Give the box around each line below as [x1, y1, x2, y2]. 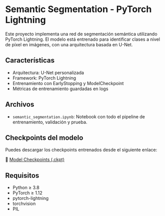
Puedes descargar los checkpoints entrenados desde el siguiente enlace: [5, 147, 157, 153]
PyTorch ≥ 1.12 [12, 190, 43, 196]
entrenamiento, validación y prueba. [12, 119, 88, 125]
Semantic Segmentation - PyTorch [5, 4, 152, 15]
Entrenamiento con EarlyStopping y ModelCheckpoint [12, 80, 124, 86]
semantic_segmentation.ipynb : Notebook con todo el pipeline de [12, 113, 145, 119]
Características [5, 56, 55, 65]
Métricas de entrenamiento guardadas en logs [12, 86, 109, 92]
